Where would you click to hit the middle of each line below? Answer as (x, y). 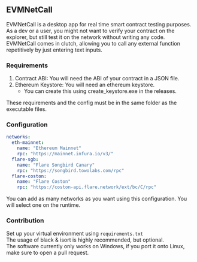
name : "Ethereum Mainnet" (49, 148)
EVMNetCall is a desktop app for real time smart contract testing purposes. (99, 24)
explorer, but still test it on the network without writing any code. (86, 37)
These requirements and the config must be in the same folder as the (92, 103)
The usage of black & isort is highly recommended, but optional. (85, 240)
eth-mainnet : (28, 143)
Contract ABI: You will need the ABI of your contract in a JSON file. (97, 79)
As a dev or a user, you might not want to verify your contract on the (90, 31)
